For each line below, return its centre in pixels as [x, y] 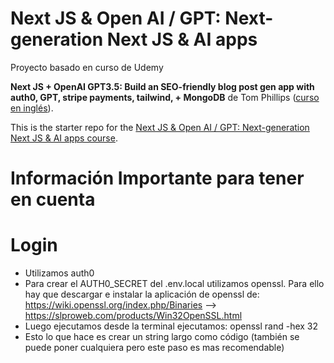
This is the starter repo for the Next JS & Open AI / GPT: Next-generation [160, 127]
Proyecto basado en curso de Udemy [87, 67]
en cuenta [53, 199]
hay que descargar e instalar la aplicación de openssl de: [142, 294]
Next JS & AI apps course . [64, 138]
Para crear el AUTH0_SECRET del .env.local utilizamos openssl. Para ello [174, 284]
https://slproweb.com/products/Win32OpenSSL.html [133, 316]
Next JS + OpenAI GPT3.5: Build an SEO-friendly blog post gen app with [162, 86]
